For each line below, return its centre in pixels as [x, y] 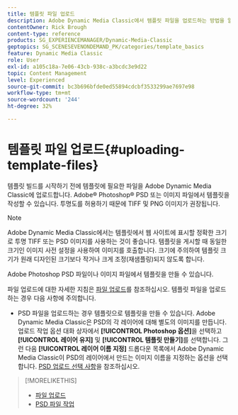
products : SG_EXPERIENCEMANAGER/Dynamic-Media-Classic [90, 40]
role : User [23, 60]
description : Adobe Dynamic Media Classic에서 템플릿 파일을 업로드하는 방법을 [116, 21]
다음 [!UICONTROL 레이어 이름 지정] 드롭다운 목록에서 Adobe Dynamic [125, 348]
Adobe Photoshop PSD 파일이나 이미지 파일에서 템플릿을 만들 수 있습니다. [110, 274]
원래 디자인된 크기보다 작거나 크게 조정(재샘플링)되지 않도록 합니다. [113, 259]
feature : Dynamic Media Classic [55, 54]
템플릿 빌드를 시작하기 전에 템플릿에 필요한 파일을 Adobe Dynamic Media [109, 186]
